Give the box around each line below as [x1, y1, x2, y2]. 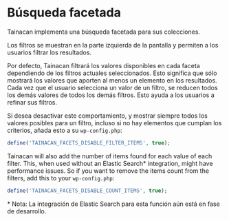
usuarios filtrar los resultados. [7, 48, 91, 56]
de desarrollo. [7, 207, 47, 215]
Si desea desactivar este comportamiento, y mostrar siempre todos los [7, 112, 208, 120]
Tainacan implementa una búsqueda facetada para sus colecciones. [7, 28, 201, 36]
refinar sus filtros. [7, 98, 57, 106]
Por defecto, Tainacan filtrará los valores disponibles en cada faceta [7, 61, 201, 70]
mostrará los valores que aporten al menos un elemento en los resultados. [7, 76, 218, 84]
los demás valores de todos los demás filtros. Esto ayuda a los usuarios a [7, 91, 215, 99]
